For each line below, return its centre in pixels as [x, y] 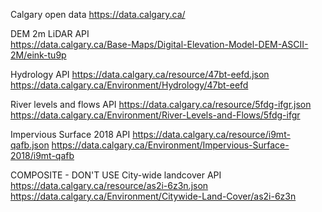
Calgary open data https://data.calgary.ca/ [98, 14]
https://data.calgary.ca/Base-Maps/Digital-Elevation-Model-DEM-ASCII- [159, 44]
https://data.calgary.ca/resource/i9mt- [211, 134]
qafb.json [30, 145]
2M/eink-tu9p [38, 55]
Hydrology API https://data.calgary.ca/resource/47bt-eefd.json [140, 74]
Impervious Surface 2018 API [70, 134]
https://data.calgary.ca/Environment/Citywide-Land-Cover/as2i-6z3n [153, 196]
